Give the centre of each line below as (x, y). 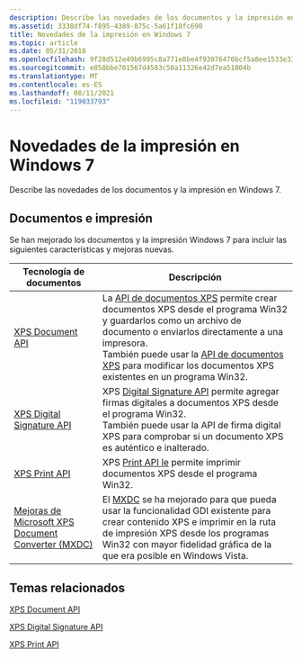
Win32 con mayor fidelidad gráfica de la (187, 545)
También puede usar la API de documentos (193, 355)
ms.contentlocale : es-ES (56, 85)
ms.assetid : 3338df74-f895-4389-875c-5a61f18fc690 (106, 26)
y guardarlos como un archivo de (172, 320)
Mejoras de (38, 511)
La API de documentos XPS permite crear (190, 298)
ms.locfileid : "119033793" (60, 101)
